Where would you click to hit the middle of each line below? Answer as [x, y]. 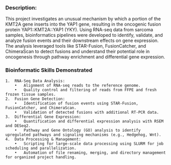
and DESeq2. [18, 126]
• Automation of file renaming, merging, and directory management [90, 153]
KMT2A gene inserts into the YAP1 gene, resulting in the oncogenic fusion [83, 24]
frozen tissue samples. [31, 94]
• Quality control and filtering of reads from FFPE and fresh [86, 90]
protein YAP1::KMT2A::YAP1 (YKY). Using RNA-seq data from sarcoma [79, 30]
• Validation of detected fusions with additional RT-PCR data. [87, 112]
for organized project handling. [41, 157]
